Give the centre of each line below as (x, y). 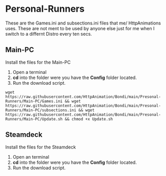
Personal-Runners (45, 9)
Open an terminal (31, 157)
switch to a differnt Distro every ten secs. (49, 34)
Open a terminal (30, 72)
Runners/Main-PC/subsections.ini (41, 110)
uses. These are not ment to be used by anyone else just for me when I (80, 28)
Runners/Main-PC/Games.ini (34, 101)
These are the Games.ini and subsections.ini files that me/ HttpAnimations (83, 23)
